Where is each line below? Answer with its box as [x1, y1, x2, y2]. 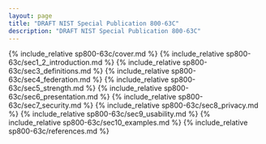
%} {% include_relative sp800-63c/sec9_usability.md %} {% [8, 109, 211, 119]
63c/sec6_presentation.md [8, 92, 99, 102]
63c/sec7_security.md [8, 100, 82, 110]
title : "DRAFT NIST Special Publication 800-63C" [8, 19, 180, 28]
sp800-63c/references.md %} [8, 126, 109, 136]
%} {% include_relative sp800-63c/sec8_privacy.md [83, 100, 259, 110]
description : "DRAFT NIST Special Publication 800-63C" [8, 27, 201, 35]
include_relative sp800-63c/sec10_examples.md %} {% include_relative [8, 118, 248, 128]
